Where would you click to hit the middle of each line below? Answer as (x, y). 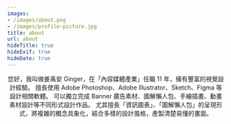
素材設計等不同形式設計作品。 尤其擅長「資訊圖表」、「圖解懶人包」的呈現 (113, 105)
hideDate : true (29, 59)
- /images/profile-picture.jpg (52, 26)
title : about (26, 33)
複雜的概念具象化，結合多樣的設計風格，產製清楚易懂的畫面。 (124, 113)
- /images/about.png (37, 20)
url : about (23, 39)
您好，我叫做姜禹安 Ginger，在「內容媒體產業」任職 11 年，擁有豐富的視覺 (113, 79)
